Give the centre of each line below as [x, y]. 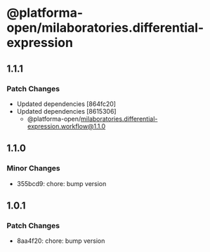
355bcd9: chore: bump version [61, 183]
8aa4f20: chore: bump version [61, 241]
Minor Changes [33, 168]
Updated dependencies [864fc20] [66, 104]
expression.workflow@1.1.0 [66, 126]
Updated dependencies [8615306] [66, 111]
